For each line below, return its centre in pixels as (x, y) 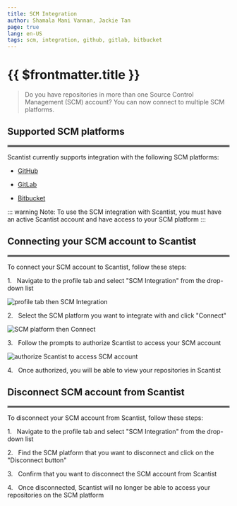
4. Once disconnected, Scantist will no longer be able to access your (109, 487)
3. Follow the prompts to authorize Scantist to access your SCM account (114, 342)
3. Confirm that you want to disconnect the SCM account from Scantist (112, 474)
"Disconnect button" (37, 460)
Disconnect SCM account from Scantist (96, 392)
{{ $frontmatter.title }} (74, 75)
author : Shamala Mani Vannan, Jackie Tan (69, 20)
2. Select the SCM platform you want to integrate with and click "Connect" (117, 315)
